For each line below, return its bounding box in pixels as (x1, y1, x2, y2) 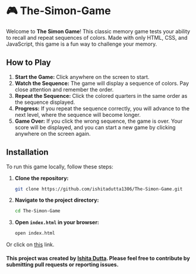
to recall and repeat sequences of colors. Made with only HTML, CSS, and (6, 34, 188, 41)
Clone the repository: (14, 174, 69, 181)
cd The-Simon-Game (14, 208, 61, 214)
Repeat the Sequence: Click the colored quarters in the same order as (14, 92, 188, 99)
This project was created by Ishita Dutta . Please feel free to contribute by (6, 254, 190, 262)
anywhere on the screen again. (14, 130, 91, 137)
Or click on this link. (6, 241, 55, 248)
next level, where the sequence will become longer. (14, 111, 141, 118)
